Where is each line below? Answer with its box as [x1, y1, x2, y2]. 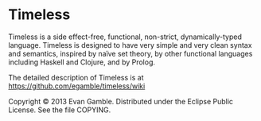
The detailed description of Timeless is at [8, 72, 144, 82]
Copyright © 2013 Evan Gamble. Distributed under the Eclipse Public [8, 96, 233, 106]
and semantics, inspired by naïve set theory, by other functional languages [8, 49, 253, 58]
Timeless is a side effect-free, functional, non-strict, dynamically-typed [8, 32, 243, 41]
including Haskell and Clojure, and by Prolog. [8, 57, 156, 67]
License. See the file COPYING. [8, 105, 111, 115]
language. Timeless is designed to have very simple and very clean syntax [8, 40, 252, 49]
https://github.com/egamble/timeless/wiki [8, 81, 146, 91]
